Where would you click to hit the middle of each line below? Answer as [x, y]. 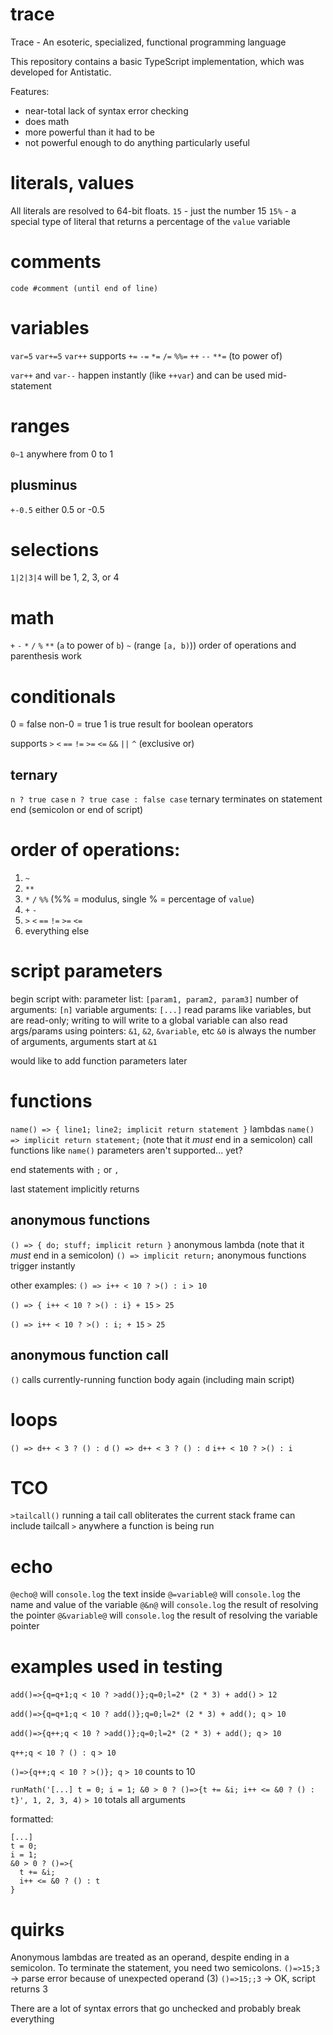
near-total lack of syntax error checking [106, 110]
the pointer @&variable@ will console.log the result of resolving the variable [164, 1615]
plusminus [44, 485]
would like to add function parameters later [99, 1061]
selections [55, 549]
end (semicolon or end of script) [77, 810]
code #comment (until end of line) [84, 288]
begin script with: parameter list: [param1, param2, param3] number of [154, 999]
